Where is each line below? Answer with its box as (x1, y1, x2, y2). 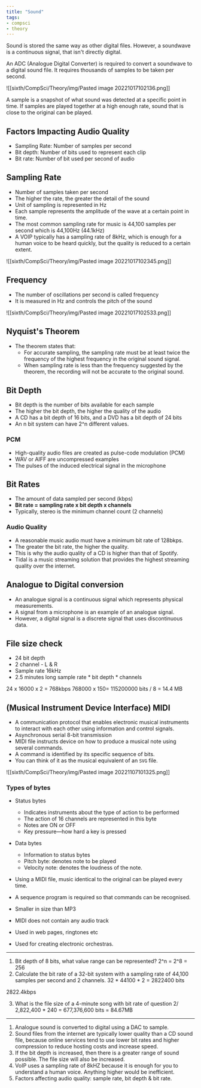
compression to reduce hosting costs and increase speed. (14, 1043, 159, 1050)
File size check (6, 638, 63, 649)
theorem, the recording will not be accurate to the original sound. (23, 368, 184, 375)
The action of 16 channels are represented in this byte (23, 815, 157, 822)
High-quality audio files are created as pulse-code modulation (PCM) (14, 449, 185, 456)
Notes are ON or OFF (23, 822, 76, 829)
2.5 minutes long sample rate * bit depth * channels (14, 674, 142, 681)
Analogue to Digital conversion (6, 579, 124, 590)
